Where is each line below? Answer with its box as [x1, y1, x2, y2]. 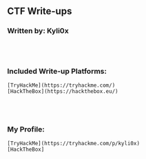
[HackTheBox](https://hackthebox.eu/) [7, 87, 118, 95]
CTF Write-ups [7, 6, 72, 17]
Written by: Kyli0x [7, 26, 69, 36]
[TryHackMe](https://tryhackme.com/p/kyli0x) [7, 140, 140, 147]
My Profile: [7, 124, 45, 134]
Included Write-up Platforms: [7, 66, 107, 76]
